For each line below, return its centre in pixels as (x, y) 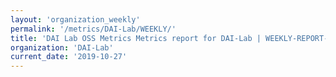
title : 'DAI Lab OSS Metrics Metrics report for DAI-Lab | (136, 38)
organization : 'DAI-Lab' (62, 47)
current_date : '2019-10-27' (69, 57)
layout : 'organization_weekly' (75, 19)
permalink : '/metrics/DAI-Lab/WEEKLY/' (93, 29)
